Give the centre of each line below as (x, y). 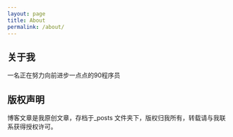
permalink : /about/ (36, 27)
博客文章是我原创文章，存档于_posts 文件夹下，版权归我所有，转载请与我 (114, 118)
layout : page (26, 14)
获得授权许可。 (35, 126)
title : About (26, 20)
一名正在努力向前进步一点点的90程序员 (64, 75)
